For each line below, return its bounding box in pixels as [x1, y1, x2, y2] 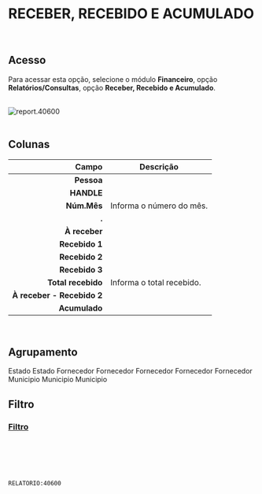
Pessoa [74, 174, 103, 185]
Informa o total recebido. [109, 277, 201, 288]
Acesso [8, 54, 46, 67]
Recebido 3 [58, 264, 103, 275]
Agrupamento [8, 345, 78, 358]
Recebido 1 [58, 238, 103, 249]
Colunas [8, 138, 50, 151]
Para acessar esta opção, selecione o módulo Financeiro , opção [8, 74, 218, 84]
